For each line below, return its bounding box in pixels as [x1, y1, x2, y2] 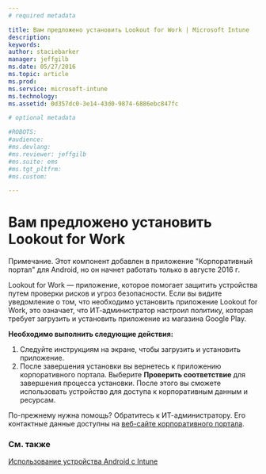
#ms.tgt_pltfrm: [8, 165, 62, 173]
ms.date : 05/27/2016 [8, 63, 77, 71]
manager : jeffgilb [8, 55, 69, 63]
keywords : [8, 40, 41, 48]
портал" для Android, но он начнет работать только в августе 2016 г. [8, 265, 240, 274]
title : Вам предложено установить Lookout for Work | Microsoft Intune [8, 25, 249, 34]
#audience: [8, 136, 44, 143]
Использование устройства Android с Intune [8, 457, 158, 466]
